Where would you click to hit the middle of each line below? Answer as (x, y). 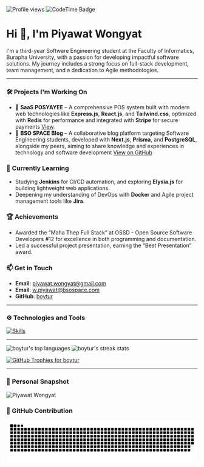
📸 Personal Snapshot (38, 381)
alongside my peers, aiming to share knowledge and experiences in (99, 146)
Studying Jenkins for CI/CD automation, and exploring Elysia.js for (99, 182)
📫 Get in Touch (29, 268)
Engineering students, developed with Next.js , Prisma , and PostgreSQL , (106, 140)
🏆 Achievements (32, 217)
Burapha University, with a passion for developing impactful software (93, 57)
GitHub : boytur (34, 296)
